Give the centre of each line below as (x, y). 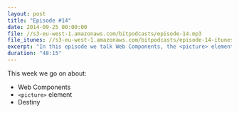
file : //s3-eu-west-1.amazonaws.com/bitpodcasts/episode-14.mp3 (105, 34)
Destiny (29, 102)
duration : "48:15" (34, 54)
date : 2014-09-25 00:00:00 (47, 27)
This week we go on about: (47, 73)
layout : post (27, 14)
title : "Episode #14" (39, 20)
